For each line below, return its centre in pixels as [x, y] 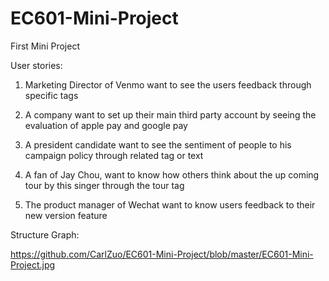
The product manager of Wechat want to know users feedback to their [170, 204]
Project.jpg [33, 264]
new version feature [66, 215]
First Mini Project [45, 46]
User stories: [36, 65]
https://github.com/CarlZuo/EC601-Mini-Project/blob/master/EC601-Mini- [162, 254]
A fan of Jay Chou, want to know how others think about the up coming [172, 174]
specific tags [51, 95]
